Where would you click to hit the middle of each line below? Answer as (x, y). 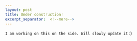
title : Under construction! (34, 14)
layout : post (19, 10)
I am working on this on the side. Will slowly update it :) (68, 33)
